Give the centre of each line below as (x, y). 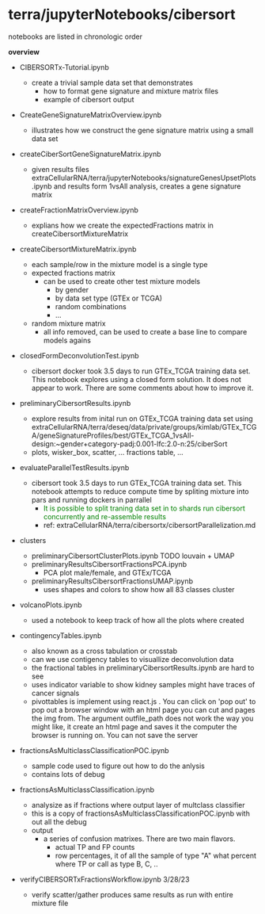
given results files (60, 169)
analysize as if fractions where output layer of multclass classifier (138, 805)
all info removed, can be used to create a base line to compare (145, 331)
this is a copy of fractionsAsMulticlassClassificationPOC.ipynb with (141, 813)
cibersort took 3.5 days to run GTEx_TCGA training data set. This (136, 483)
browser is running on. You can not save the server (115, 735)
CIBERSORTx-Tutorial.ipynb (64, 67)
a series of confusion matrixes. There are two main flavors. (139, 839)
